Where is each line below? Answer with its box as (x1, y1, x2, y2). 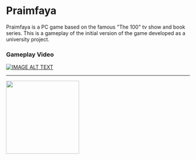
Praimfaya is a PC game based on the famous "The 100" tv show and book (6, 23, 185, 30)
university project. (6, 36, 50, 43)
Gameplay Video (6, 50, 54, 58)
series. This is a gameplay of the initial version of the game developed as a (6, 29, 185, 36)
